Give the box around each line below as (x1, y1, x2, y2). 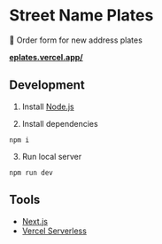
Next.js (21, 216, 49, 226)
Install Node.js (21, 101, 74, 112)
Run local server (21, 151, 82, 161)
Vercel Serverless (21, 225, 87, 236)
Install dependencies (21, 118, 99, 129)
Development (9, 77, 86, 93)
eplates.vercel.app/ (9, 51, 84, 62)
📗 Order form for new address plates (9, 35, 143, 45)
